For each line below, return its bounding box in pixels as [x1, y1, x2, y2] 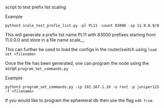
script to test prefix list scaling [5, 4, 66, 10]
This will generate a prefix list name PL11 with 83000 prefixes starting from [5, 32, 156, 37]
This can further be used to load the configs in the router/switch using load [5, 47, 157, 52]
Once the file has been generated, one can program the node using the [5, 60, 149, 66]
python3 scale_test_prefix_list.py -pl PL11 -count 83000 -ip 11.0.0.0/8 [5, 23, 160, 28]
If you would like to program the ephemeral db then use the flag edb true [5, 98, 153, 103]
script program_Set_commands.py [5, 66, 69, 71]
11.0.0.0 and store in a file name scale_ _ [5, 37, 84, 43]
